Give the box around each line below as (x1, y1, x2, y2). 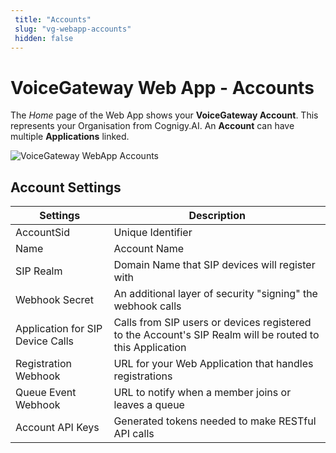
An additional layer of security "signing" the (113, 287, 318, 301)
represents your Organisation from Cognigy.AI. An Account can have (10, 120, 295, 132)
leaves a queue (113, 398, 185, 412)
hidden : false (14, 33, 74, 43)
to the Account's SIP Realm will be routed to (113, 328, 320, 342)
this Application (113, 341, 187, 355)
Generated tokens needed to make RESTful (113, 414, 317, 428)
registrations (113, 369, 173, 383)
